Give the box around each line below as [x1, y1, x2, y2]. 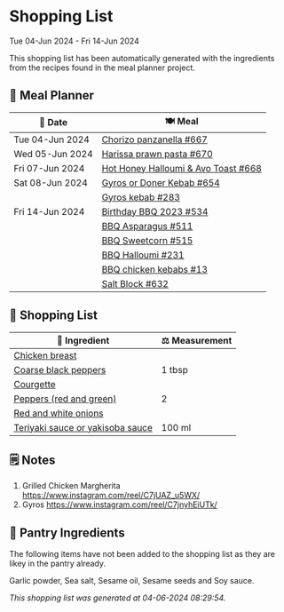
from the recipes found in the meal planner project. [9, 62, 195, 73]
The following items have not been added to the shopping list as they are [9, 549, 275, 560]
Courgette [13, 378, 56, 390]
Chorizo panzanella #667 [101, 133, 209, 146]
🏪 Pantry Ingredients [9, 525, 126, 540]
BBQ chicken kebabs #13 [101, 263, 209, 275]
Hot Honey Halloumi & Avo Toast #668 [101, 162, 262, 174]
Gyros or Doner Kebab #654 [101, 176, 220, 188]
